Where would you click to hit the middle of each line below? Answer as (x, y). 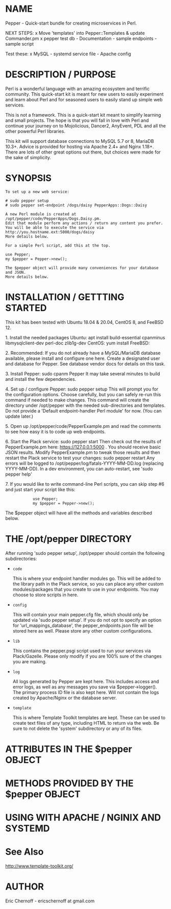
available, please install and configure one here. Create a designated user (83, 358)
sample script (20, 44)
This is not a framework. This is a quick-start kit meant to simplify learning (83, 115)
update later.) (19, 416)
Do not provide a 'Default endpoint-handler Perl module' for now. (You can (83, 410)
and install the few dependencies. (41, 379)
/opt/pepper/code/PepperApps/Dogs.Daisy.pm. (53, 219)
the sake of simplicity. (28, 157)
